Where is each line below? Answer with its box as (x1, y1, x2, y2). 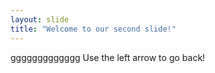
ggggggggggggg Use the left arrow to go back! (10, 51, 206, 63)
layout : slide (10, 14, 70, 25)
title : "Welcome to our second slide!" (10, 24, 177, 34)
